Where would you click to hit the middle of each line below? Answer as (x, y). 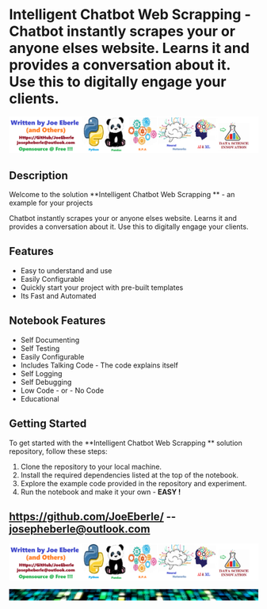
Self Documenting (50, 340)
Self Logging (41, 373)
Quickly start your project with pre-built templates (102, 287)
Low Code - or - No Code (62, 390)
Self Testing (40, 348)
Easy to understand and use (66, 270)
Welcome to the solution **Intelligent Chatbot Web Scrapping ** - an (122, 195)
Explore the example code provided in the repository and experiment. (133, 483)
